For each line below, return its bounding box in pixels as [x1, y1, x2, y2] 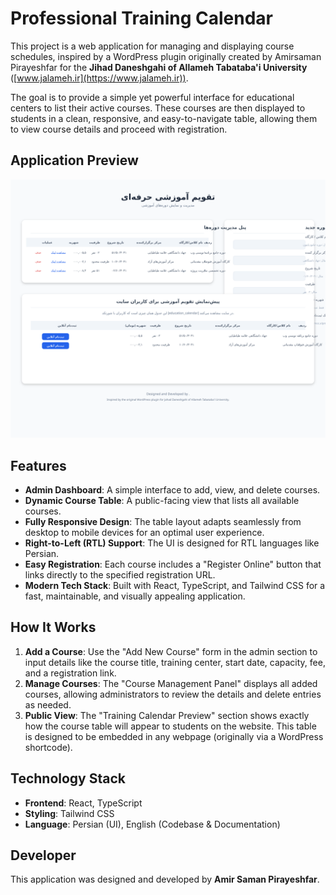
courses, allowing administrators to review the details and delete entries [24, 688, 322, 700]
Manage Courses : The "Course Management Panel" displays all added [24, 677, 318, 689]
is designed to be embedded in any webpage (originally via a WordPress [24, 730, 324, 742]
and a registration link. [24, 667, 117, 679]
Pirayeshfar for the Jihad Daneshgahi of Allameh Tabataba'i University [10, 61, 308, 73]
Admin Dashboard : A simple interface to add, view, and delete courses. [24, 484, 321, 496]
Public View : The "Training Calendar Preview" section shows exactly [24, 709, 310, 721]
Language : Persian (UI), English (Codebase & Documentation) [24, 818, 281, 830]
